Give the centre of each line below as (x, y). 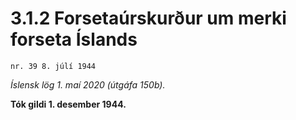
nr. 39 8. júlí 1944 (53, 66)
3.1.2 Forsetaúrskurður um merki (148, 18)
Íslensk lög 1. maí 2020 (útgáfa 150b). (88, 84)
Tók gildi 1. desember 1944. (68, 104)
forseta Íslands (74, 39)
